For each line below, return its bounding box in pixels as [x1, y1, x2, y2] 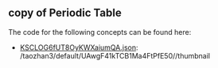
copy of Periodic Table [8, 6, 122, 20]
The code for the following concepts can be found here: [8, 27, 192, 36]
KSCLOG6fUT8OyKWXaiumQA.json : [19, 43, 138, 52]
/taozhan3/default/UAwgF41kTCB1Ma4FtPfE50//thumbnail [19, 51, 211, 60]
